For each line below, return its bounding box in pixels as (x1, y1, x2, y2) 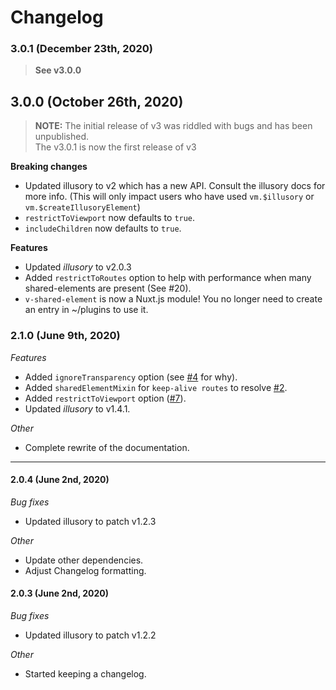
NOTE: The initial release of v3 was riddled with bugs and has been (34, 120, 313, 132)
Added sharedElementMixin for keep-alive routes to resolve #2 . (24, 381, 288, 393)
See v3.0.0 (34, 64, 82, 76)
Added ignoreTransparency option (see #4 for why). (24, 371, 238, 383)
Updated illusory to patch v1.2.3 (24, 515, 157, 527)
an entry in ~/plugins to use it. (24, 304, 149, 316)
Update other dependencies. (24, 554, 144, 566)
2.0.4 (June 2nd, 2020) (10, 474, 110, 486)
